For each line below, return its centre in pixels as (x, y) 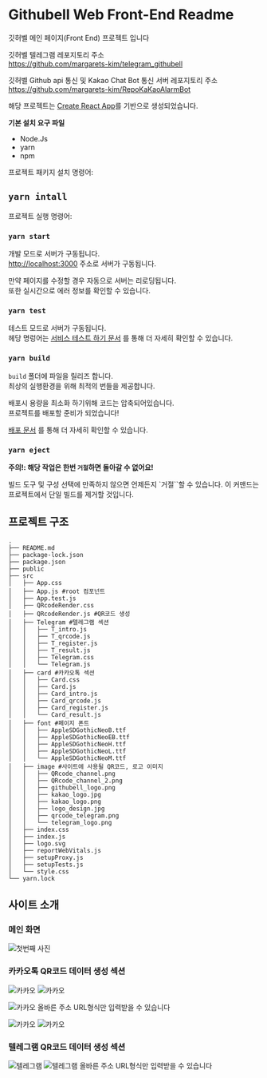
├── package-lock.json (46, 555)
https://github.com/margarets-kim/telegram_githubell (96, 64)
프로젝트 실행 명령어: (40, 216)
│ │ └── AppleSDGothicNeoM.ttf (67, 758)
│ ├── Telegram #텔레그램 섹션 (59, 622)
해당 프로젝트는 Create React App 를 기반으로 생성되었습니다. (103, 105)
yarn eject (29, 450)
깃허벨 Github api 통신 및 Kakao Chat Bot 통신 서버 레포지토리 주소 (113, 80)
